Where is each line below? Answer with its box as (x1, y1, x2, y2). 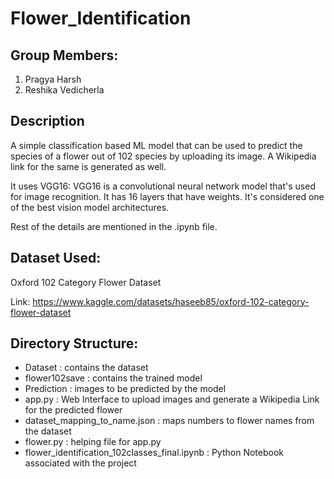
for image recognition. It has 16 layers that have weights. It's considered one (10, 190, 325, 202)
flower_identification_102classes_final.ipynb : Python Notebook (24, 447, 284, 459)
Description (10, 113, 85, 130)
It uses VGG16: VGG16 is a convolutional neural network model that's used (10, 180, 316, 192)
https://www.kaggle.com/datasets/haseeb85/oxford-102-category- (32, 295, 310, 307)
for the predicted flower (24, 404, 123, 416)
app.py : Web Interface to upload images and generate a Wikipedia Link (24, 393, 320, 406)
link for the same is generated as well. (10, 160, 167, 172)
